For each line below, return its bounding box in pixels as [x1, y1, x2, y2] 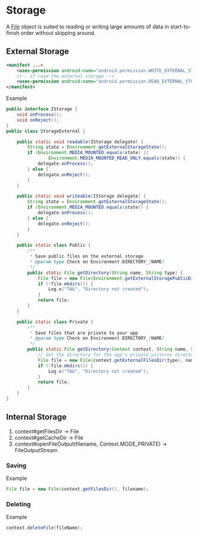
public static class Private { [16, 319, 94, 325]
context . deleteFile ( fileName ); [6, 525, 83, 531]
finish [6, 29, 19, 36]
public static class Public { [16, 243, 91, 249]
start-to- [170, 23, 192, 30]
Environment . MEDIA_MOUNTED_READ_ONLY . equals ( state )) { [48, 155, 186, 161]
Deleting [6, 500, 31, 508]
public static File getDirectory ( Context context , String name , [27, 347, 189, 352]
